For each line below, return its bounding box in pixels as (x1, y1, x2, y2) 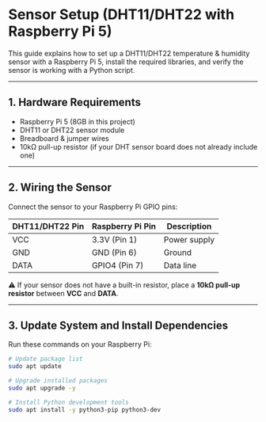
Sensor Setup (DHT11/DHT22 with (8, 6, 235, 24)
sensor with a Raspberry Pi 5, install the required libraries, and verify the (8, 57, 244, 67)
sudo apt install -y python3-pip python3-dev (8, 405, 161, 413)
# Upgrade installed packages (8, 377, 108, 385)
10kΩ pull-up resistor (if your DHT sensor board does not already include (19, 142, 258, 151)
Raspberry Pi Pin (91, 220, 157, 231)
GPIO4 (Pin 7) (91, 260, 144, 271)
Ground (163, 247, 192, 258)
